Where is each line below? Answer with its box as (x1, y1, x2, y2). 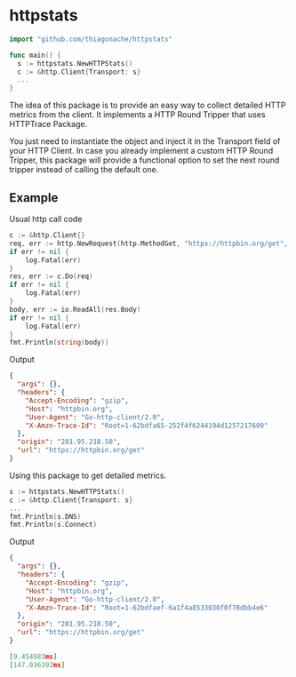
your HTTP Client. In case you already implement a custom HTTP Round (9, 146, 274, 156)
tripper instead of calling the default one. (9, 164, 159, 175)
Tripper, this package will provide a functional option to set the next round (9, 155, 280, 165)
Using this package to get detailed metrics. (9, 470, 167, 481)
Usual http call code (9, 214, 83, 224)
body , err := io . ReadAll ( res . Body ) (9, 305, 141, 314)
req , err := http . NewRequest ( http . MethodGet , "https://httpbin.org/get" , (9, 239, 289, 248)
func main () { (9, 51, 62, 60)
